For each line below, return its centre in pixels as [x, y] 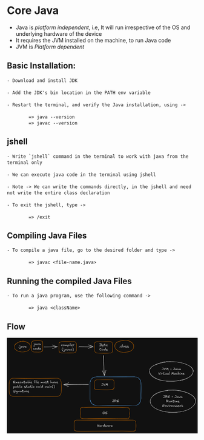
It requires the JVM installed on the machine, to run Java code [93, 40]
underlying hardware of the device [59, 33]
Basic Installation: [41, 66]
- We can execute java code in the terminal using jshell [81, 174]
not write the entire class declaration [59, 193]
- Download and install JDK [42, 80]
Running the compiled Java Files [69, 281]
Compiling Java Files [47, 235]
